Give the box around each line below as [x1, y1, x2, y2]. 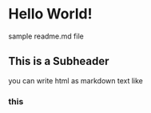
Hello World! [8, 5, 93, 23]
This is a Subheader [8, 54, 109, 68]
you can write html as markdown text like [8, 75, 144, 85]
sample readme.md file [8, 31, 84, 41]
